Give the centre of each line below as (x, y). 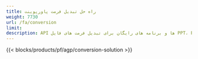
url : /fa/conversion (32, 22)
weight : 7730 (22, 17)
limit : (14, 28)
